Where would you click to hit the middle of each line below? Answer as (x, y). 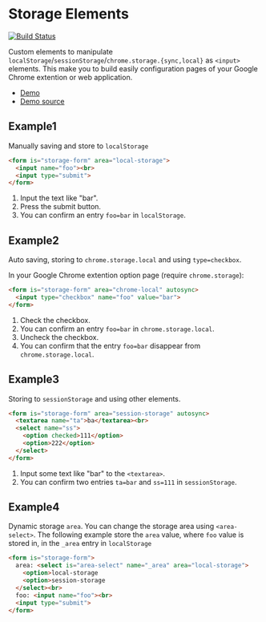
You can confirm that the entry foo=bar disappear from (110, 345)
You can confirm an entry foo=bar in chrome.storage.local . (117, 329)
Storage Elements (69, 14)
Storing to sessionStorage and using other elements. (95, 398)
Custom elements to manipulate (61, 51)
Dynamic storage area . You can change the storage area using (111, 527)
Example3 (34, 380)
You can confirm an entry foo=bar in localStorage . (103, 215)
